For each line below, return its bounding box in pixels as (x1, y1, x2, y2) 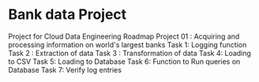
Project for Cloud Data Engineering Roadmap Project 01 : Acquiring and (8, 32, 240, 41)
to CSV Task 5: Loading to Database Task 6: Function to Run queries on (8, 57, 241, 66)
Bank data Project (8, 6, 127, 24)
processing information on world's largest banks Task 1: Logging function (8, 39, 247, 49)
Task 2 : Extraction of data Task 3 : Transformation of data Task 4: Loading (8, 48, 251, 58)
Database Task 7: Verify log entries (8, 65, 122, 74)
